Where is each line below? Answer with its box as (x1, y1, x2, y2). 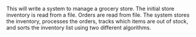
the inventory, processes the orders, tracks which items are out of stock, (6, 18, 189, 24)
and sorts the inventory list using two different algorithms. (6, 24, 152, 31)
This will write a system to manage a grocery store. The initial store (6, 5, 175, 12)
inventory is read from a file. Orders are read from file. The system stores (6, 11, 190, 18)
